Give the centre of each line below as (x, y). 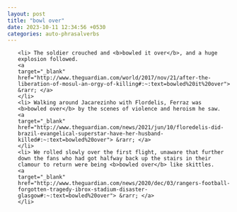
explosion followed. (48, 60)
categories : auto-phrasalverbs (53, 34)
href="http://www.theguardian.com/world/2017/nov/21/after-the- (114, 78)
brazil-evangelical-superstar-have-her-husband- (91, 134)
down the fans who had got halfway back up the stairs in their (114, 159)
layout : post (27, 14)
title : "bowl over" (36, 21)
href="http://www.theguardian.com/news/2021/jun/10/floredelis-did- (121, 128)
